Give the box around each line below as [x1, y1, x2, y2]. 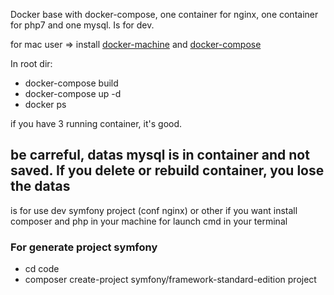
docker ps [24, 99, 67, 110]
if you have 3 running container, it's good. [10, 118, 183, 129]
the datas [10, 178, 71, 195]
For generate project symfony [10, 240, 158, 254]
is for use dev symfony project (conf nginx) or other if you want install [10, 204, 298, 216]
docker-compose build [24, 77, 119, 89]
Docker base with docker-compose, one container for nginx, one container [10, 9, 319, 20]
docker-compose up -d [24, 88, 122, 99]
